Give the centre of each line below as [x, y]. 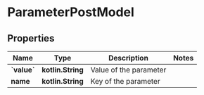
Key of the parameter [125, 81]
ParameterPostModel [71, 12]
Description [128, 58]
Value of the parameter [128, 70]
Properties [31, 38]
